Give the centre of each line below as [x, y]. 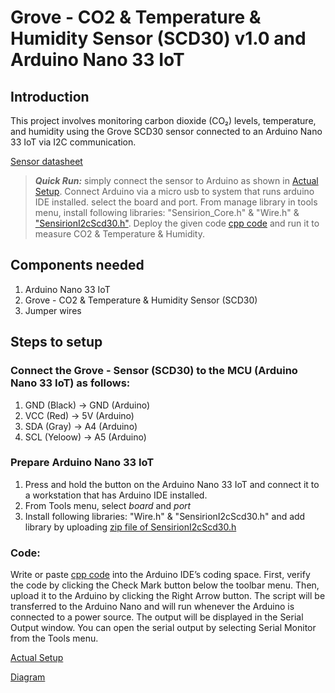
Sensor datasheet [46, 161]
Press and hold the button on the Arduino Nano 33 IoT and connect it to [172, 484]
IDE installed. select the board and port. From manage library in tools [176, 202]
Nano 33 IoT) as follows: [70, 383]
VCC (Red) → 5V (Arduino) [79, 415]
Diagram [28, 677]
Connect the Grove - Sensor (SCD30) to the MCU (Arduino [154, 371]
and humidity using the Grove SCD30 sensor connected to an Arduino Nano [166, 131]
